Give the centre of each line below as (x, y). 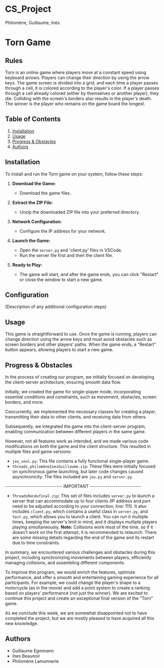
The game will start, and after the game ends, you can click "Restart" (89, 274)
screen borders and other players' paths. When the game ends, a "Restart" (81, 344)
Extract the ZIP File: (33, 202)
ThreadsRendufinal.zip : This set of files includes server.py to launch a (83, 496)
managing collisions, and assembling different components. (65, 563)
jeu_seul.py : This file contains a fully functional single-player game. (81, 461)
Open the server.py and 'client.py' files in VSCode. (71, 250)
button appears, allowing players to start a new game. (59, 350)
